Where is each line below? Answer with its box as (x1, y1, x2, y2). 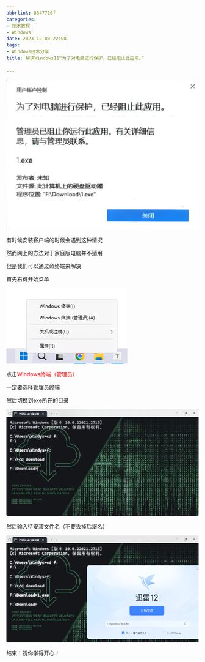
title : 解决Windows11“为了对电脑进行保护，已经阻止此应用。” (6, 55, 145, 61)
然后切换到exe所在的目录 (6, 396, 69, 404)
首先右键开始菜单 (6, 275, 49, 283)
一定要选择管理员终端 (6, 383, 60, 391)
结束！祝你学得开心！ (6, 649, 60, 656)
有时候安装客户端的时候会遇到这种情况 (6, 236, 103, 244)
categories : (6, 16, 37, 23)
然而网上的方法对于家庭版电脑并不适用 (6, 249, 103, 256)
